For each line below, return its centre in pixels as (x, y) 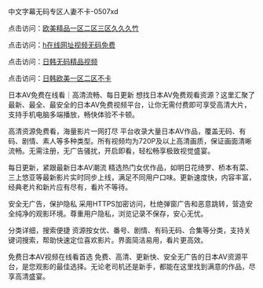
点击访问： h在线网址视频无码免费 (62, 45)
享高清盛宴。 (29, 276)
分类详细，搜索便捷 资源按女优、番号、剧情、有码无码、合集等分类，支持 (126, 230)
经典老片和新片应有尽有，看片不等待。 (70, 187)
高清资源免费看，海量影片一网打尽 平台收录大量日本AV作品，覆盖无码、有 (127, 131)
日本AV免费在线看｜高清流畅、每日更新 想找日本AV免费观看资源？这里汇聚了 (131, 95)
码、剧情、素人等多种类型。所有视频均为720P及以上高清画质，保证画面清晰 (130, 141)
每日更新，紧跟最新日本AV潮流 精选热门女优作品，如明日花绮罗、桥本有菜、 (131, 168)
